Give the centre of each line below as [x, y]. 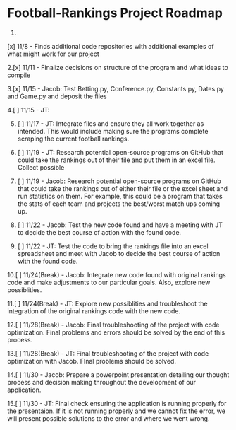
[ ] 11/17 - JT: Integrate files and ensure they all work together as [111, 123]
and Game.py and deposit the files [57, 96]
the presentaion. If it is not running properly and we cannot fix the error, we [116, 411]
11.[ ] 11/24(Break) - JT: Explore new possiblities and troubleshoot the [107, 303]
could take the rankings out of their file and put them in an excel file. [117, 160]
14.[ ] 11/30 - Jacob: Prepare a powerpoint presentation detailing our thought [118, 374]
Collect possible [41, 167]
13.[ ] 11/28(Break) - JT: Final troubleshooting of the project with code [108, 353]
